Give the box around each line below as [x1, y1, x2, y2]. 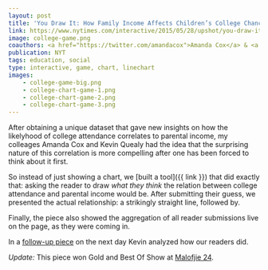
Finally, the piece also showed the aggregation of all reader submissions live [8, 213, 259, 223]
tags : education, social [8, 57, 91, 65]
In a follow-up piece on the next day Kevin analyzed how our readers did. [8, 237, 249, 247]
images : [8, 71, 34, 79]
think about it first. [8, 157, 69, 166]
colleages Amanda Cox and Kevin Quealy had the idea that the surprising [8, 140, 249, 149]
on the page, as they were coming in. [8, 221, 130, 232]
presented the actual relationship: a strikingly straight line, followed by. [8, 197, 241, 208]
